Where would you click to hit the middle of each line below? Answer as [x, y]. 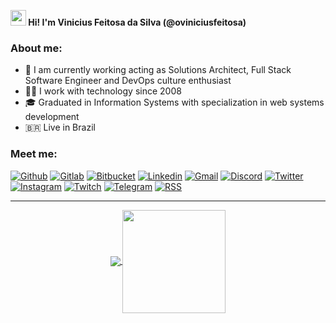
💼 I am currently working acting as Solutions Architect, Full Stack [158, 70]
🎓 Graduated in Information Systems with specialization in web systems [174, 102]
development [52, 117]
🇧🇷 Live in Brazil [60, 127]
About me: [36, 48]
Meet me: [34, 154]
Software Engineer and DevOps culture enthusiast [128, 81]
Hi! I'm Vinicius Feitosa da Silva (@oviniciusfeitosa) [137, 22]
